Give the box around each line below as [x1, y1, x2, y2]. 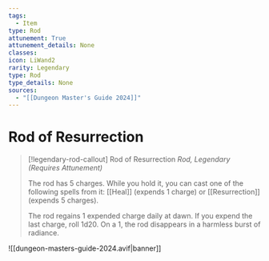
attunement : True [8, 34, 66, 42]
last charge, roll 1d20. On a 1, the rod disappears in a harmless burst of [27, 219, 261, 229]
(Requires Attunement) [27, 163, 102, 173]
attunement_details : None [8, 42, 94, 50]
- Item [15, 19, 38, 27]
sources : [8, 86, 38, 94]
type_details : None [8, 78, 74, 86]
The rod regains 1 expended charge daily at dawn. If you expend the [27, 211, 253, 221]
